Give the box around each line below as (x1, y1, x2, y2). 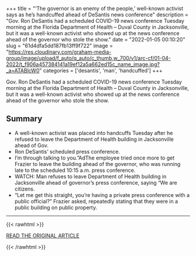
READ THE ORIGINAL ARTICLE (6, 232, 80, 239)
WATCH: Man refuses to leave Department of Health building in (14, 172, 167, 180)
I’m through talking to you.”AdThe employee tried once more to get (14, 154, 175, 161)
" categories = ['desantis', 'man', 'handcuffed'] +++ (39, 67, 163, 74)
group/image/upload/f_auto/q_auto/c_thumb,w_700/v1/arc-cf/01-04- (6, 55, 171, 61)
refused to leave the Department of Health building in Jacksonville (14, 136, 174, 143)
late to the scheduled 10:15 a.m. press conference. (14, 167, 136, 174)
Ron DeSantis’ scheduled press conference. (14, 148, 121, 155)
